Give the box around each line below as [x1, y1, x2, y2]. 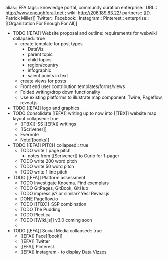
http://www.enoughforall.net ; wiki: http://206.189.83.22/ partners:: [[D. [5, 10, 151, 16]
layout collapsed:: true [12, 116, 59, 121]
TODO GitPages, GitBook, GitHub [20, 185, 89, 191]
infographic [27, 67, 52, 73]
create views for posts [20, 78, 66, 84]
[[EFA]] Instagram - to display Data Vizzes [20, 249, 107, 255]
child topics [27, 57, 52, 62]
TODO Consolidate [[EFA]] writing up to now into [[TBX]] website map [12, 110, 157, 116]
